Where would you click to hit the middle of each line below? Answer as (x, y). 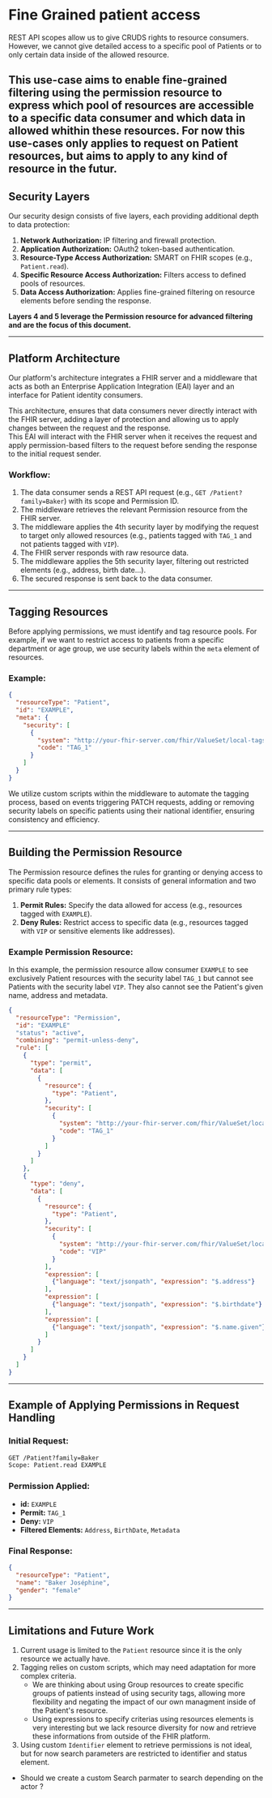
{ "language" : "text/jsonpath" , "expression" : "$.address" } (153, 1282)
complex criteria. (48, 1676)
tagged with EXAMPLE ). (56, 914)
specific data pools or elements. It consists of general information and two (132, 880)
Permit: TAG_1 (43, 1512)
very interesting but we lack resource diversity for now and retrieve (144, 1728)
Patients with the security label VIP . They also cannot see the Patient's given (136, 987)
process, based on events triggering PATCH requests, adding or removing (132, 802)
